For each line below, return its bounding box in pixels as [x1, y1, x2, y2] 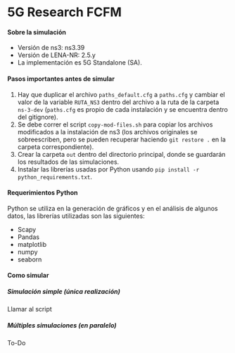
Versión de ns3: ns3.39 [17, 44, 85, 52]
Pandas [17, 233, 40, 241]
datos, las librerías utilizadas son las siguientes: [7, 212, 146, 220]
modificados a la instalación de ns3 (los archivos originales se [17, 127, 198, 136]
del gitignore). [17, 113, 58, 121]
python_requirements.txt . [17, 172, 93, 181]
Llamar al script [7, 305, 53, 314]
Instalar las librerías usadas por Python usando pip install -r [17, 165, 200, 173]
